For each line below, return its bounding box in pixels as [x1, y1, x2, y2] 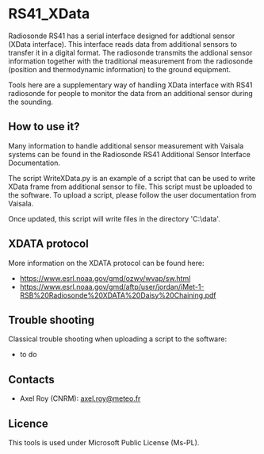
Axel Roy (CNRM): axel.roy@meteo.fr [19, 394, 141, 403]
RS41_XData [8, 5, 90, 23]
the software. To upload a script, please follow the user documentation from [8, 190, 257, 199]
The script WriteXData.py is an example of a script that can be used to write [8, 173, 256, 183]
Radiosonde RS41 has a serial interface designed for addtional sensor [8, 31, 235, 40]
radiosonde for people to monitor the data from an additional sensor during [8, 88, 254, 98]
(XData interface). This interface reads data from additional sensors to [8, 39, 238, 48]
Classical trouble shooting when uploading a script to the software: [8, 334, 228, 344]
